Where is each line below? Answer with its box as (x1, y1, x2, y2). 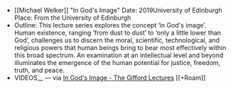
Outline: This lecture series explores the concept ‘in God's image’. (13, 21, 207, 29)
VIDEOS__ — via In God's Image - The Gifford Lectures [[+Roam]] (13, 73, 206, 82)
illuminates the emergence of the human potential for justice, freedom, (13, 59, 221, 66)
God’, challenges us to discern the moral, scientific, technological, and (13, 36, 220, 44)
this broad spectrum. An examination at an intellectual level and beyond (13, 51, 224, 59)
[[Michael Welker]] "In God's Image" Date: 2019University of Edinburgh (13, 6, 222, 14)
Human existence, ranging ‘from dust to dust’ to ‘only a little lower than (13, 28, 222, 37)
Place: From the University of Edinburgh (13, 13, 131, 22)
